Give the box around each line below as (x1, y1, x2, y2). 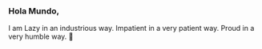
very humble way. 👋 (8, 32, 74, 41)
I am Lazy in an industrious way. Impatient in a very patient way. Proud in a (8, 24, 255, 33)
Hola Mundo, (8, 6, 60, 17)
